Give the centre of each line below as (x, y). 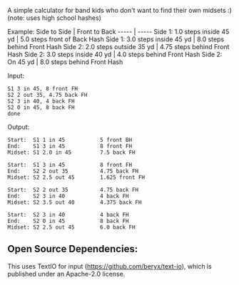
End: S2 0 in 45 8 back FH (68, 221)
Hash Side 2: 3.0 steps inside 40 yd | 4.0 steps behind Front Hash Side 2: (115, 54)
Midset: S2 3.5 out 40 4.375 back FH (75, 202)
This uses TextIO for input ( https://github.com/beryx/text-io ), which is (110, 266)
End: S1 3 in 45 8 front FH (70, 146)
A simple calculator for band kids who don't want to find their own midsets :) (119, 10)
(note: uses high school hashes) (55, 18)
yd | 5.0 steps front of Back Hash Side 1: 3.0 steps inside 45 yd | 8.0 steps (116, 39)
